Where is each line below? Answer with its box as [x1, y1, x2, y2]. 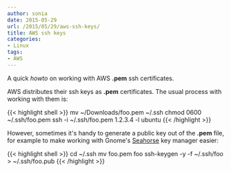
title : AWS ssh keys [7, 29, 67, 37]
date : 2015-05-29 [7, 17, 57, 23]
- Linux [7, 42, 30, 49]
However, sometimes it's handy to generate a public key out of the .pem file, [7, 128, 225, 137]
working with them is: [7, 95, 68, 103]
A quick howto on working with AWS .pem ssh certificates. [7, 74, 174, 82]
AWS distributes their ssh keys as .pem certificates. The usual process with [7, 87, 222, 95]
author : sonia [7, 10, 48, 17]
